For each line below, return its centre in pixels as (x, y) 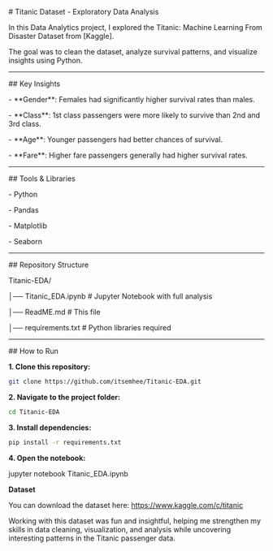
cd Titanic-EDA (34, 412)
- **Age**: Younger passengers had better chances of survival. (116, 140)
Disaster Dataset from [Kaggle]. (61, 36)
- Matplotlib (28, 226)
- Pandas (24, 210)
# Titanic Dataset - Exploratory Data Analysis (84, 12)
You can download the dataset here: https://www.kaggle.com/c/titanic (126, 505)
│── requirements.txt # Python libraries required (90, 327)
